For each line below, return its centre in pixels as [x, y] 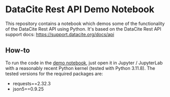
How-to [18, 50]
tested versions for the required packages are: [54, 74]
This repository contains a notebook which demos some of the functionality [85, 23]
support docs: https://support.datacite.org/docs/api [60, 34]
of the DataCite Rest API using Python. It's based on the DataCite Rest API [83, 29]
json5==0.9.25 [28, 89]
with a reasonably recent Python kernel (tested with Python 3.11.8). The [80, 68]
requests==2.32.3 [32, 83]
